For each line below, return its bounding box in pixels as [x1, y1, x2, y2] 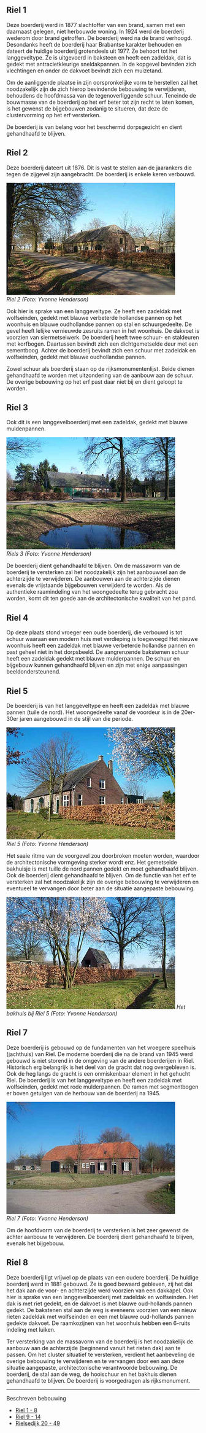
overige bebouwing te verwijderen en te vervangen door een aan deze [6, 1357, 185, 1365]
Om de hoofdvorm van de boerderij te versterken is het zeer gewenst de [6, 1226, 189, 1233]
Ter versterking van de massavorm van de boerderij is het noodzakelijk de [6, 1338, 194, 1345]
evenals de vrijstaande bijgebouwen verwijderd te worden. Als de [6, 581, 172, 589]
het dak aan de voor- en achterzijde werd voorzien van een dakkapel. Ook [6, 1286, 194, 1294]
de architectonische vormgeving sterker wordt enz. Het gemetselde [6, 859, 178, 866]
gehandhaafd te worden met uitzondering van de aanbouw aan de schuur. [6, 371, 194, 379]
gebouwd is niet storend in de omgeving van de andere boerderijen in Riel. [6, 1057, 195, 1064]
